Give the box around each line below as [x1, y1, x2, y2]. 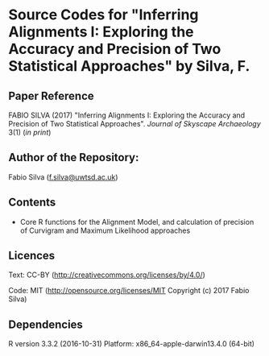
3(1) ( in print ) [8, 127, 52, 137]
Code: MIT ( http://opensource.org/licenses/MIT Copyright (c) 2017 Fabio [8, 286, 250, 296]
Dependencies [8, 317, 83, 331]
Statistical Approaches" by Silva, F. [8, 57, 250, 76]
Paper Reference [8, 89, 94, 102]
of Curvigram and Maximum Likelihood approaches [19, 226, 191, 235]
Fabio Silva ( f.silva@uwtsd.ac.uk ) [8, 172, 118, 182]
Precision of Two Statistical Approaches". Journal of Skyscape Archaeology [8, 119, 261, 128]
